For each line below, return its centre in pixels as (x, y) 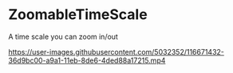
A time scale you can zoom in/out (63, 36)
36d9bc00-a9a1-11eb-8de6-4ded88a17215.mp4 (87, 60)
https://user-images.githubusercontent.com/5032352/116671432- (116, 52)
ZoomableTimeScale (78, 15)
